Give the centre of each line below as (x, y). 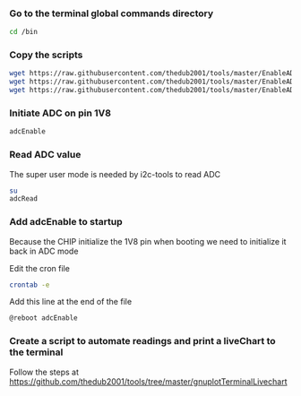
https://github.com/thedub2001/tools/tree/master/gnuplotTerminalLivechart (148, 381)
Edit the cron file (39, 268)
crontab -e (30, 285)
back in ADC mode (44, 251)
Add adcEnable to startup (66, 222)
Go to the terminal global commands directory (112, 13)
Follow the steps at (44, 372)
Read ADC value (45, 155)
